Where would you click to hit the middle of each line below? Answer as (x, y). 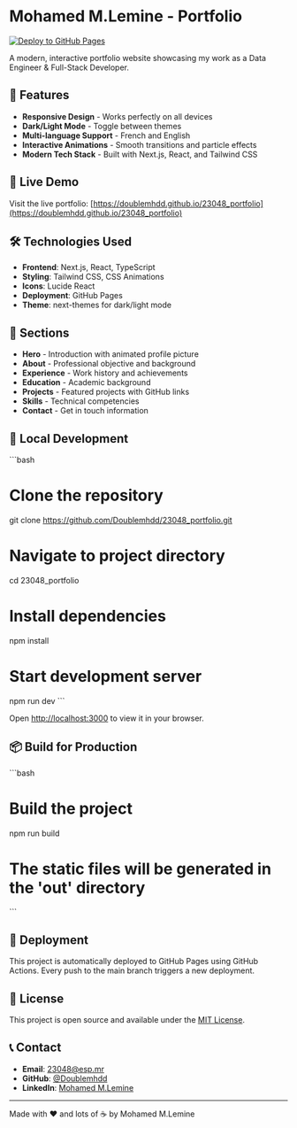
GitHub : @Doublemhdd (65, 1078)
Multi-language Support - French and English (106, 135)
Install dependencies (88, 616)
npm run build (34, 833)
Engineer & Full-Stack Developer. (69, 67)
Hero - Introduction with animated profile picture (110, 354)
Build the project (71, 808)
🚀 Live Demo (44, 182)
